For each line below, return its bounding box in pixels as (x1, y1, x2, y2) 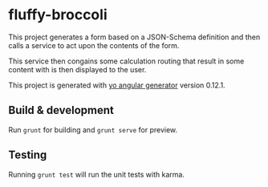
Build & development (8, 104, 114, 117)
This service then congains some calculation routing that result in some (8, 56, 245, 66)
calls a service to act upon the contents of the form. (8, 40, 180, 50)
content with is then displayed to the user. (8, 64, 147, 74)
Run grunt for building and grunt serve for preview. (8, 124, 178, 134)
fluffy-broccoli (8, 6, 108, 24)
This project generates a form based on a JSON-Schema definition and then (8, 32, 261, 42)
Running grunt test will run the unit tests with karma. (8, 169, 185, 179)
